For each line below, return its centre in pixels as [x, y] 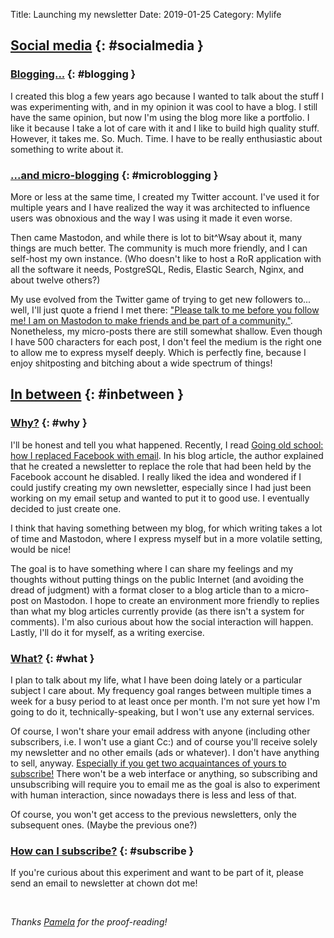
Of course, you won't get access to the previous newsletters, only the [153, 814]
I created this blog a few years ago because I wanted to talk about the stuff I [167, 96]
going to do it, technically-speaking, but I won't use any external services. [162, 711]
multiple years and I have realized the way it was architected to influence [160, 207]
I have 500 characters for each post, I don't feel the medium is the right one [166, 341]
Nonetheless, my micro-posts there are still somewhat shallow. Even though [166, 331]
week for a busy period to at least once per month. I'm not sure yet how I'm [165, 701]
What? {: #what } [52, 658]
